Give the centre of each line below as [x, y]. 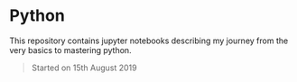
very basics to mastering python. [71, 50]
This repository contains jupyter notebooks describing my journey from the [149, 41]
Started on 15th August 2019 [84, 68]
